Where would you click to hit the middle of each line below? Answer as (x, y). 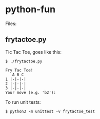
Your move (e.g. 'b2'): (31, 92)
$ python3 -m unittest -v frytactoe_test (50, 111)
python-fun (30, 9)
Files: (11, 23)
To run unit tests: (23, 102)
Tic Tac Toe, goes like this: (34, 52)
